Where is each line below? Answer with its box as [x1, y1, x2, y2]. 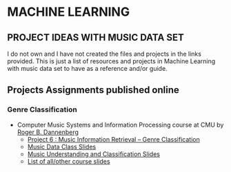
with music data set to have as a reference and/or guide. [7, 65, 168, 72]
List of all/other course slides [27, 157, 110, 165]
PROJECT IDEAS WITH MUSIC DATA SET [7, 32, 184, 43]
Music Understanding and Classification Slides [27, 149, 161, 158]
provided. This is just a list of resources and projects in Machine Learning [7, 57, 216, 65]
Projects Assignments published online [7, 84, 179, 96]
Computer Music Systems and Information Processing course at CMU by [17, 120, 224, 129]
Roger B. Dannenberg [17, 128, 79, 136]
